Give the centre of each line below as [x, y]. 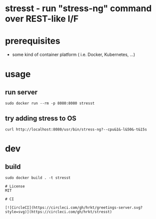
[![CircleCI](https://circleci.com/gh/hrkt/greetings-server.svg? [74, 207]
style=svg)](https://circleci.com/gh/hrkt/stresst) [58, 212]
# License [15, 186]
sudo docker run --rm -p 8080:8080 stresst [50, 103]
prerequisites [33, 41]
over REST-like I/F [42, 19]
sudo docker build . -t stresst [38, 178]
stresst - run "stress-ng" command [78, 9]
